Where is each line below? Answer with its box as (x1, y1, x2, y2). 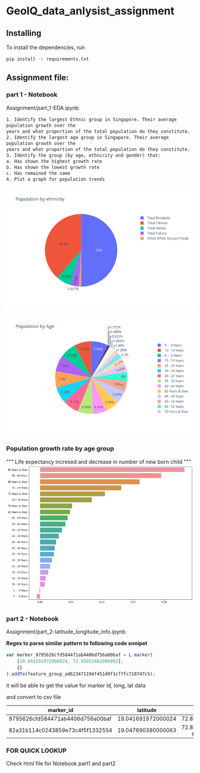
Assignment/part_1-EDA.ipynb (6, 104, 79, 111)
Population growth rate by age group (6, 444, 114, 453)
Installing (6, 28, 42, 38)
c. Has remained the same (6, 170, 70, 176)
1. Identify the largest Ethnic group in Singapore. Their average (6, 116, 177, 122)
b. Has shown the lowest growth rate (6, 164, 100, 170)
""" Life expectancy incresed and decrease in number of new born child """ (6, 458, 192, 465)
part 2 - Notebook (6, 614, 59, 622)
